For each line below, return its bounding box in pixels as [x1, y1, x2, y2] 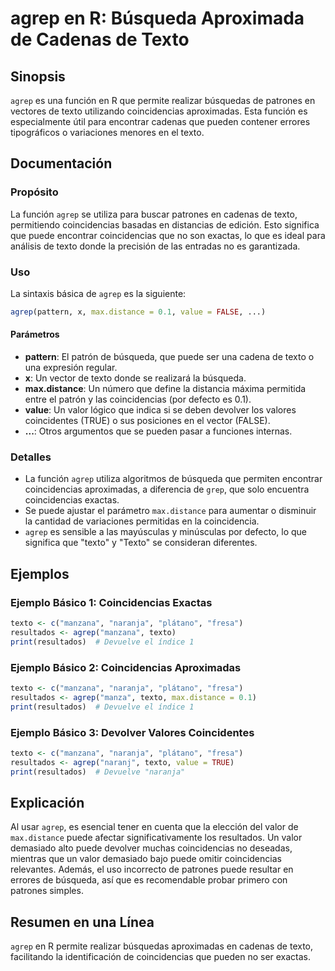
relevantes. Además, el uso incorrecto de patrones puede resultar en [10, 863, 294, 876]
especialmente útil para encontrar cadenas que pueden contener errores [10, 116, 311, 127]
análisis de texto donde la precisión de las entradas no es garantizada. [10, 240, 301, 252]
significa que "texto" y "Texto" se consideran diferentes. [24, 537, 258, 549]
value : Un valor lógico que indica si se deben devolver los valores [24, 404, 297, 416]
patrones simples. [10, 885, 84, 897]
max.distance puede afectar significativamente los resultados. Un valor [10, 832, 303, 844]
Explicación [10, 794, 85, 811]
